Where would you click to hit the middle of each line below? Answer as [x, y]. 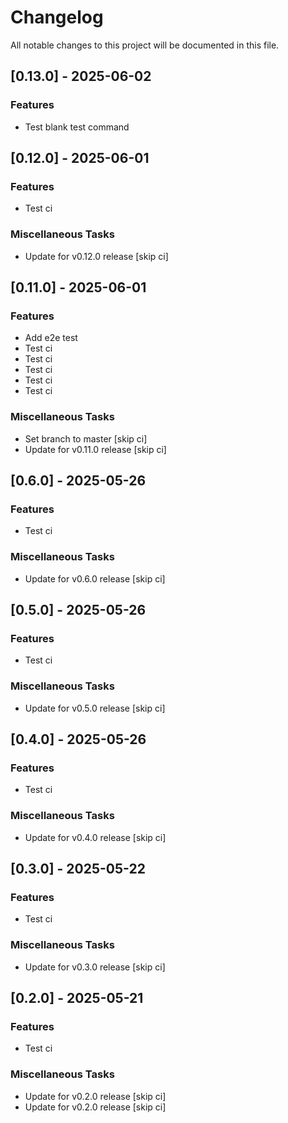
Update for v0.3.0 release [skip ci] [95, 967]
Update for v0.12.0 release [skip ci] [96, 256]
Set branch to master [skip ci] [86, 438]
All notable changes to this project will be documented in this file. [145, 45]
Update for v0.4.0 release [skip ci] [95, 837]
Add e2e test [51, 338]
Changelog [57, 17]
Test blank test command [77, 127]
